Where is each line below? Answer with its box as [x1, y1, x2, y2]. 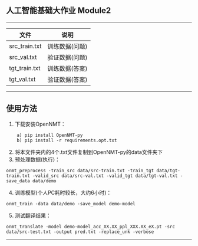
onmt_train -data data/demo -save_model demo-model [6, 201, 136, 206]
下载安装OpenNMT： [14, 120, 66, 127]
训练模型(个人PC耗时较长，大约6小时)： [14, 189, 112, 196]
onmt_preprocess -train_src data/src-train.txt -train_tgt [6, 168, 154, 173]
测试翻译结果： [14, 212, 51, 219]
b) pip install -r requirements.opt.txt [16, 137, 117, 143]
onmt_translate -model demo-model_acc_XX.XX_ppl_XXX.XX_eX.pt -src [6, 224, 176, 229]
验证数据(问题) [47, 53, 88, 61]
